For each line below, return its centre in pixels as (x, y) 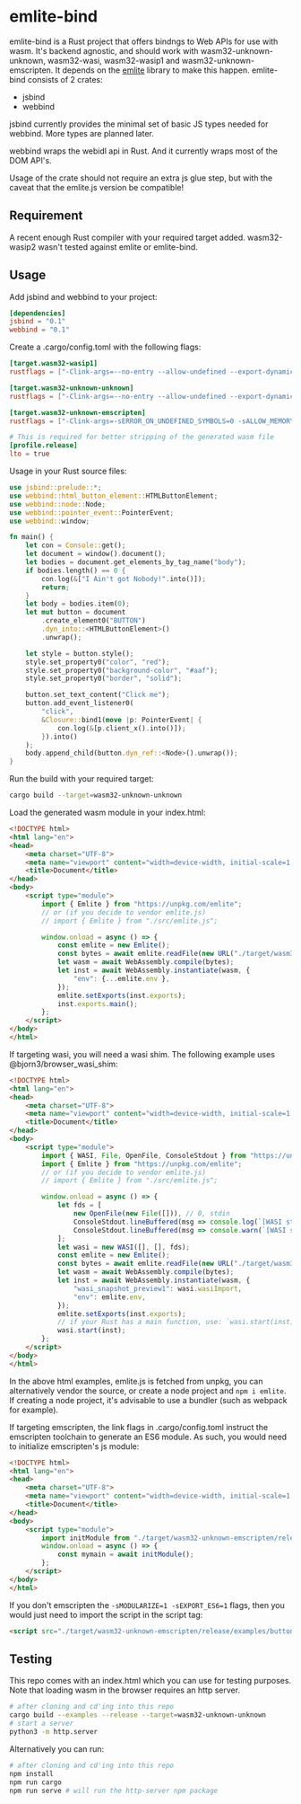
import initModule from (86, 1538)
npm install (31, 1773)
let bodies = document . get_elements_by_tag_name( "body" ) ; (136, 562)
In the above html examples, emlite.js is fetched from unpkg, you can (136, 1381)
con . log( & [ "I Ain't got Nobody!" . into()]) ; (124, 579)
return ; (56, 587)
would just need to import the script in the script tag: (106, 1614)
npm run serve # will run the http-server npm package (114, 1791)
